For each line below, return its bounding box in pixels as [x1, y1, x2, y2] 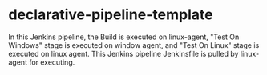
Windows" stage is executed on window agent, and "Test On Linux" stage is [8, 40, 260, 49]
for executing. [29, 57, 75, 67]
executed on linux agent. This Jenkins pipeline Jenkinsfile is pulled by [8, 49, 239, 58]
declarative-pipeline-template [8, 6, 214, 24]
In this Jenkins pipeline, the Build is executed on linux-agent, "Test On [8, 32, 240, 41]
